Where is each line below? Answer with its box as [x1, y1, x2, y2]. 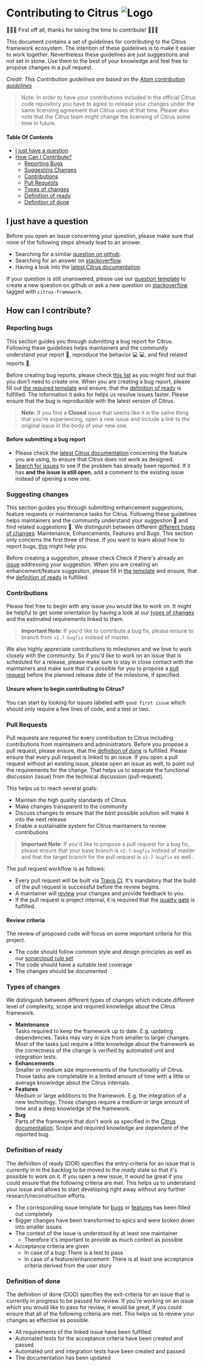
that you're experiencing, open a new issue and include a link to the [21, 415, 190, 422]
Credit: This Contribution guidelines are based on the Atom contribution [6, 75, 185, 83]
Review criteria [6, 917, 45, 924]
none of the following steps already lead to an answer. [6, 239, 142, 246]
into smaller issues [15, 1223, 62, 1230]
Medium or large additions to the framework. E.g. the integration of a [15, 1092, 187, 1099]
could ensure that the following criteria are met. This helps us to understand [6, 1179, 196, 1186]
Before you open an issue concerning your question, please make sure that [6, 232, 194, 239]
